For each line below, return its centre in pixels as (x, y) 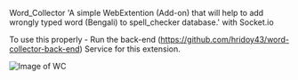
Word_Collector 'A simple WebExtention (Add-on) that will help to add (137, 13)
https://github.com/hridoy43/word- (225, 40)
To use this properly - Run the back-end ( (85, 40)
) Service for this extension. (130, 49)
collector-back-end (44, 49)
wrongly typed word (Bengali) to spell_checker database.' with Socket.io (141, 22)
